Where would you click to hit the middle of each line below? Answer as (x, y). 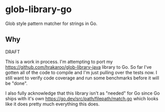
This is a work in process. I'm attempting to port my (59, 62)
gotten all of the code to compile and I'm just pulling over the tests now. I (81, 72)
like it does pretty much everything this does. (53, 104)
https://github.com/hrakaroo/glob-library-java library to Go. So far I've (78, 67)
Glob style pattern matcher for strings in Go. (51, 23)
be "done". (16, 83)
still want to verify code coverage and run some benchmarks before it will (82, 78)
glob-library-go (39, 9)
